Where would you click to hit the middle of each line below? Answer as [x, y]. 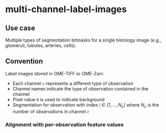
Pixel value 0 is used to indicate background [59, 99]
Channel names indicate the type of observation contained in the [80, 88]
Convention [24, 61]
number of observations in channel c [51, 111]
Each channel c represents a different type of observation [73, 83]
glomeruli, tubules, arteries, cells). [41, 46]
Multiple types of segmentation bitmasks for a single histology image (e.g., [83, 40]
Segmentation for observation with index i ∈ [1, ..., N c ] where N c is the [86, 105]
